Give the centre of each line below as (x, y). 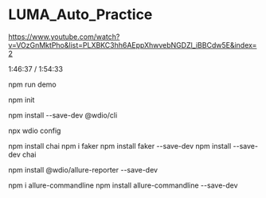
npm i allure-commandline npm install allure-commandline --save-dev (123, 185)
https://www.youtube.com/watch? (64, 37)
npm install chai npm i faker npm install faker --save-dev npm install (120, 146)
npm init (22, 99)
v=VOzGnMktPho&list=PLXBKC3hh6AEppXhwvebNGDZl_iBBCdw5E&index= (133, 45)
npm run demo (33, 84)
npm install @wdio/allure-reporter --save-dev (83, 169)
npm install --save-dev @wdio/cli (63, 115)
